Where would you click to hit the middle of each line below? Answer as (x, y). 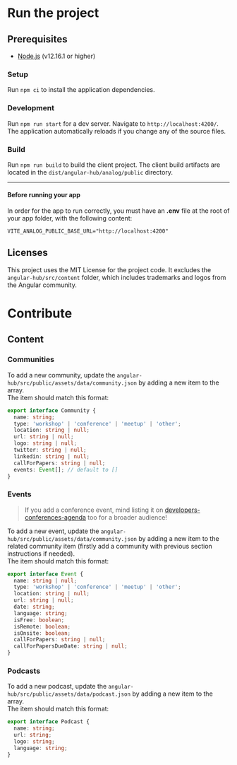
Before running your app (44, 195)
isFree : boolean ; (39, 620)
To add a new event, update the (53, 531)
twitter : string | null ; (50, 450)
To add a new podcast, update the (57, 687)
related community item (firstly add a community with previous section (110, 546)
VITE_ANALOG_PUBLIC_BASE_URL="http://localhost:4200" (88, 231)
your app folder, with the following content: (70, 218)
